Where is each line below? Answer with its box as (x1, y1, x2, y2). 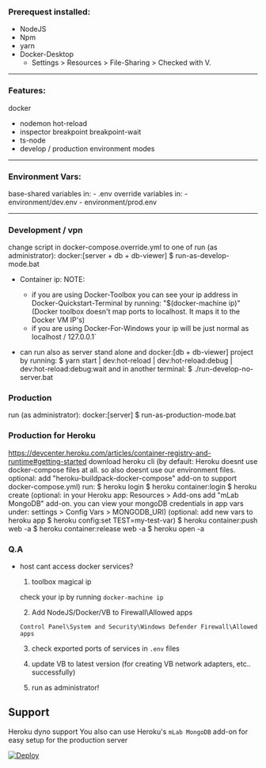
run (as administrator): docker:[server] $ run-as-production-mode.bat (8, 410, 236, 420)
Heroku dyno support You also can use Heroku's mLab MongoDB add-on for (8, 727, 249, 736)
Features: (8, 86, 46, 97)
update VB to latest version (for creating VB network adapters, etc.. (31, 660, 252, 669)
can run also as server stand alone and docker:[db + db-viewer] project (19, 348, 253, 357)
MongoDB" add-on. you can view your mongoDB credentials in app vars (8, 498, 244, 508)
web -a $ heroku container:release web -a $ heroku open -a (8, 523, 204, 533)
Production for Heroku (8, 430, 97, 441)
